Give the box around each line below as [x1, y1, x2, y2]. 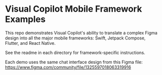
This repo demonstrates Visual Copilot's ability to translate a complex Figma [5, 30, 158, 36]
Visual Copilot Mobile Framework [5, 3, 142, 15]
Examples [5, 14, 46, 25]
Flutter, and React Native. [5, 40, 56, 46]
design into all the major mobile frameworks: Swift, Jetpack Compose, [5, 35, 146, 41]
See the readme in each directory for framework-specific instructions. [5, 50, 145, 56]
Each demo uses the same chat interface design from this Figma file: [5, 59, 143, 65]
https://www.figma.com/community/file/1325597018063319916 [5, 64, 131, 70]
